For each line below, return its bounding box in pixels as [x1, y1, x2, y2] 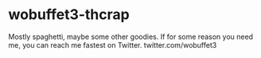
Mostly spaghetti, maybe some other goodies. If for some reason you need [8, 32, 253, 41]
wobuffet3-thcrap [8, 6, 130, 24]
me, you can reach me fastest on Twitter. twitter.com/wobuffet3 [8, 40, 217, 49]
